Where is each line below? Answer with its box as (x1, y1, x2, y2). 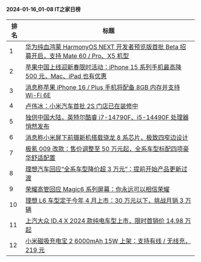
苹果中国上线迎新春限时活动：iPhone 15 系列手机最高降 (25, 63, 182, 71)
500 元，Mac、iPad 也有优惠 (25, 72, 107, 80)
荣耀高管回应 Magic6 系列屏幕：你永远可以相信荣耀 (25, 185, 170, 194)
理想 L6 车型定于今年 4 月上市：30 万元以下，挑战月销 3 (25, 197, 184, 205)
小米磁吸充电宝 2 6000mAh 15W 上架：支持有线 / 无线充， (25, 237, 191, 245)
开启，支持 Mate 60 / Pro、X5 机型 (31, 52, 129, 60)
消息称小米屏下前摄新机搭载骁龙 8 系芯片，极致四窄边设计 (25, 134, 188, 142)
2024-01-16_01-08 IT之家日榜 (6, 5, 81, 13)
